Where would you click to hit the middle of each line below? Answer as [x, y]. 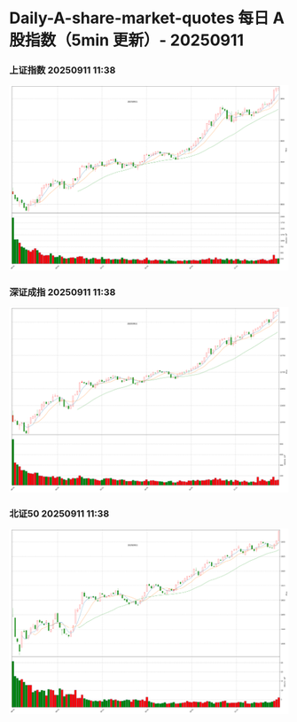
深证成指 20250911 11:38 [63, 291]
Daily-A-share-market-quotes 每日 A [147, 18]
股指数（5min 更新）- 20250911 [127, 40]
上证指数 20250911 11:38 [63, 70]
